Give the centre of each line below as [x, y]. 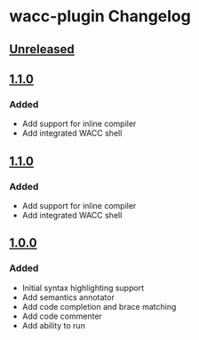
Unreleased [42, 49]
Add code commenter [62, 316]
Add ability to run [54, 325]
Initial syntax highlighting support [83, 288]
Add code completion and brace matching [99, 306]
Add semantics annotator [68, 297]
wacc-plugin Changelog [100, 16]
